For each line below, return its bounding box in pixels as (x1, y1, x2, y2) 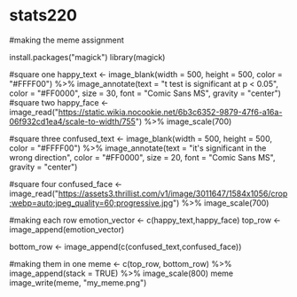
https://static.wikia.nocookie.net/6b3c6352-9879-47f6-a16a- (58, 106, 283, 117)
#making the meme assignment (9, 35, 124, 45)
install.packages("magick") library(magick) (9, 51, 166, 62)
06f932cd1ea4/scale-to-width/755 (9, 116, 136, 127)
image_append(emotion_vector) (9, 223, 125, 235)
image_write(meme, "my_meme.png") (9, 277, 147, 288)
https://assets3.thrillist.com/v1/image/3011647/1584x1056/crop (58, 188, 288, 199)
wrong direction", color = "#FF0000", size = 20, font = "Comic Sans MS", (9, 152, 276, 162)
